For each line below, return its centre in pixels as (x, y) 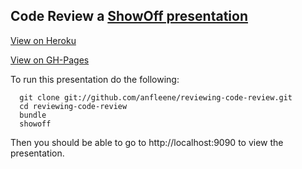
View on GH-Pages (50, 60)
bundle (33, 115)
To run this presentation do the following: (95, 79)
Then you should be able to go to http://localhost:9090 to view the (147, 142)
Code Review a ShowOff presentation (129, 16)
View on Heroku (43, 40)
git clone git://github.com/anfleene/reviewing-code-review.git (156, 97)
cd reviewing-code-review (73, 106)
